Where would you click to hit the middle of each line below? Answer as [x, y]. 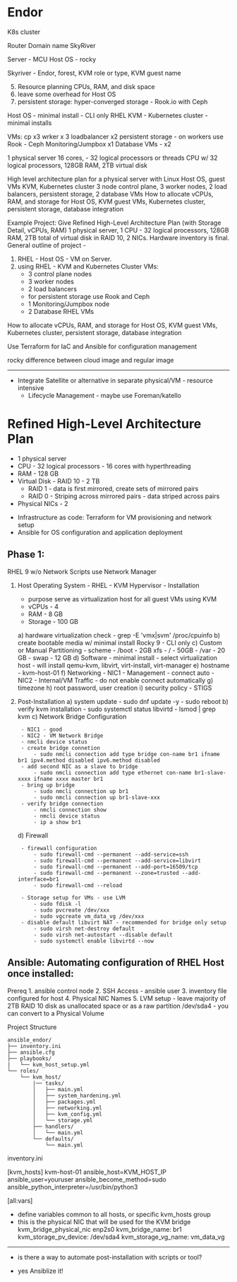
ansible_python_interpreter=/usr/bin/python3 [73, 1187]
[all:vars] [20, 1200]
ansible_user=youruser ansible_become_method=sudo [87, 1179]
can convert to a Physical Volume [56, 1013]
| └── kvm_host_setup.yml [49, 1064]
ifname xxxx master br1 [68, 779]
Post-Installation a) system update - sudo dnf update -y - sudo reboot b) [123, 701]
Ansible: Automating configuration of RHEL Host [116, 963]
